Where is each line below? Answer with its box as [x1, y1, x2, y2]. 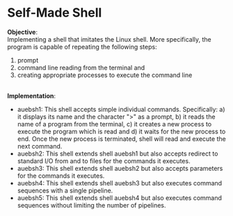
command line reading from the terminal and [17, 63, 145, 72]
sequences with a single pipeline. [17, 186, 113, 194]
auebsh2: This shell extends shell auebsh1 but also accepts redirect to [17, 149, 218, 158]
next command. [17, 142, 63, 150]
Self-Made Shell [7, 5, 102, 21]
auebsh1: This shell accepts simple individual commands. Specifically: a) [17, 105, 225, 113]
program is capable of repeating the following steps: [7, 42, 158, 51]
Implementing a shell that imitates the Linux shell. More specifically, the [7, 35, 212, 43]
